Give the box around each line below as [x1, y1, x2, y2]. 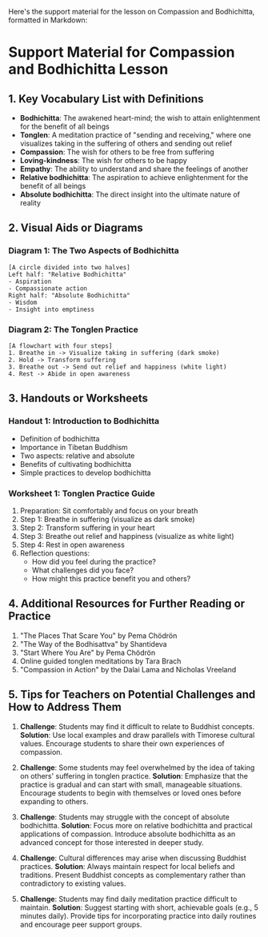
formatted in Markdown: [8, 15, 88, 25]
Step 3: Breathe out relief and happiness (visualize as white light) [19, 531, 234, 540]
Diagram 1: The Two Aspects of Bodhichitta [8, 245, 180, 257]
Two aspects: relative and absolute [19, 451, 135, 461]
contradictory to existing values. [19, 879, 126, 888]
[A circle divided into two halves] [8, 263, 130, 271]
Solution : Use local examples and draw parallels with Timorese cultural [19, 730, 255, 740]
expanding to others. [19, 796, 89, 806]
